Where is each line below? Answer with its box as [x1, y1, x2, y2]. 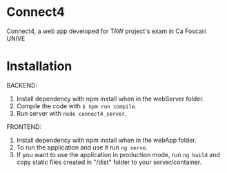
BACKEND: [6, 81, 38, 90]
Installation [6, 59, 72, 74]
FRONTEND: [6, 122, 42, 131]
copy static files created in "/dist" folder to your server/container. [16, 158, 202, 166]
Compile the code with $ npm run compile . [16, 101, 137, 110]
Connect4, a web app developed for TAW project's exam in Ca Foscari [6, 27, 206, 35]
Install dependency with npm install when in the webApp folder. [16, 136, 197, 144]
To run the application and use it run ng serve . [16, 143, 148, 152]
